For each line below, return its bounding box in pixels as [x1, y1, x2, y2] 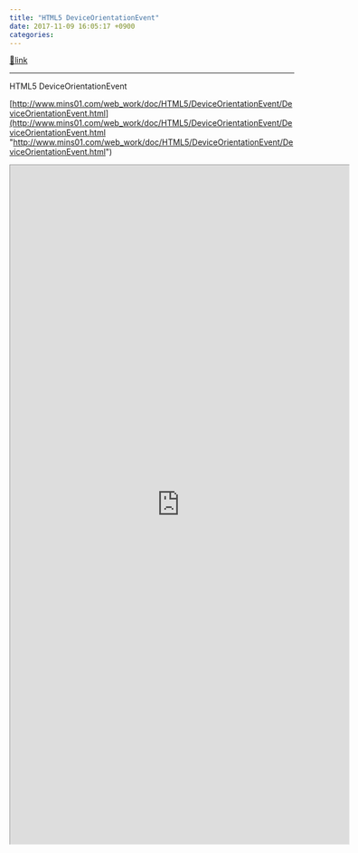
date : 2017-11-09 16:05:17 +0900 [9, 22, 136, 31]
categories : [9, 30, 54, 39]
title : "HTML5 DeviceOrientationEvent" [9, 13, 160, 23]
